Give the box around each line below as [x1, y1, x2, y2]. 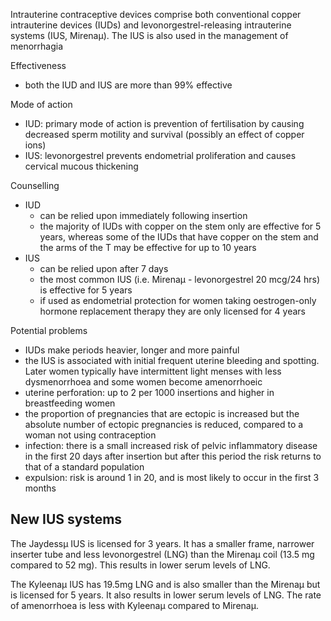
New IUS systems [10, 511, 123, 528]
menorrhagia [10, 40, 64, 52]
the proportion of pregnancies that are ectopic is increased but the [24, 408, 300, 419]
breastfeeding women [24, 397, 116, 409]
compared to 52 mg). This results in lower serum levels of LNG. [10, 559, 271, 571]
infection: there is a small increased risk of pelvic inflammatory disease [24, 440, 318, 451]
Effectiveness [10, 60, 67, 71]
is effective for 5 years [39, 284, 133, 296]
